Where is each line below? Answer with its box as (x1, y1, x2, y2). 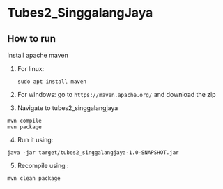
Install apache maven (7, 51, 68, 59)
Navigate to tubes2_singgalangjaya (17, 104, 118, 112)
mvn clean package (7, 175, 61, 182)
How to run (7, 33, 56, 45)
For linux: (17, 65, 45, 73)
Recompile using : (17, 162, 69, 169)
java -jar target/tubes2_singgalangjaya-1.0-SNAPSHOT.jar (7, 149, 179, 156)
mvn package (7, 123, 42, 130)
